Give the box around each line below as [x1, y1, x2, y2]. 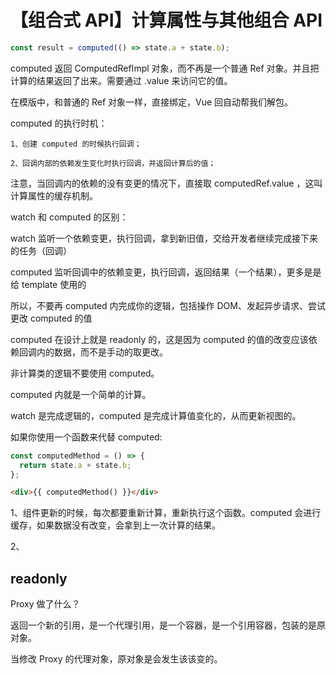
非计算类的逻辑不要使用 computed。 [10, 367, 160, 379]
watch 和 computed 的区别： [10, 211, 129, 223]
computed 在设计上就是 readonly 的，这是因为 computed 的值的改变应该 [10, 333, 309, 345]
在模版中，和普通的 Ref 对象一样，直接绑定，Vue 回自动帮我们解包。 [10, 96, 294, 108]
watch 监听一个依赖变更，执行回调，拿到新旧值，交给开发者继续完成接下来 [10, 232, 318, 244]
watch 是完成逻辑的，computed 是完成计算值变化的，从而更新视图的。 [10, 409, 302, 421]
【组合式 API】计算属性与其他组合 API [10, 9, 323, 32]
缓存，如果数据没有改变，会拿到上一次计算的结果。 [10, 519, 221, 531]
